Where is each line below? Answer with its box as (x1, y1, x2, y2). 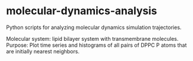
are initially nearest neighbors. (6, 47, 80, 54)
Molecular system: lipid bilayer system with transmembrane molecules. (6, 35, 179, 42)
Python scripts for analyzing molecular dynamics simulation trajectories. (6, 24, 182, 31)
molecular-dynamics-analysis (6, 4, 158, 18)
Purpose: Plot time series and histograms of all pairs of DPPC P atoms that (6, 41, 187, 49)
